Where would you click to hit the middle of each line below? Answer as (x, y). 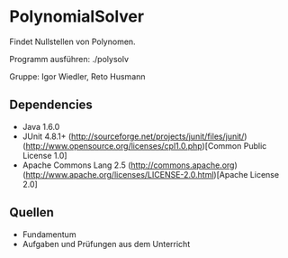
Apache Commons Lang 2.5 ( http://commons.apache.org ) (130, 165)
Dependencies (51, 105)
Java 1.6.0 (41, 126)
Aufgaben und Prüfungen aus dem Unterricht (106, 244)
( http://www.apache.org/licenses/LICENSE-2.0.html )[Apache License (151, 174)
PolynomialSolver (77, 17)
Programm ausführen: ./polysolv (69, 59)
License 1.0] (45, 155)
